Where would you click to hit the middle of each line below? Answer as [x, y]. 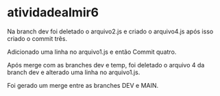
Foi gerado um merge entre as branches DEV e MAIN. [83, 85]
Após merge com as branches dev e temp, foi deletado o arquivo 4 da [106, 65]
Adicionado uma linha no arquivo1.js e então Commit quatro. [92, 52]
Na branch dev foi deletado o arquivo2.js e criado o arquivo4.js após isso [110, 31]
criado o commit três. [37, 38]
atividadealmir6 [53, 13]
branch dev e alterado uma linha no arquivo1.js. [74, 72]
